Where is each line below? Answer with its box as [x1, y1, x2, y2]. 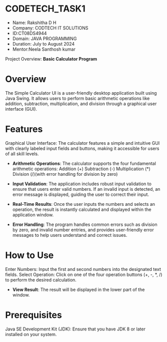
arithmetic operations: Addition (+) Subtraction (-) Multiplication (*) [12, 166, 151, 172]
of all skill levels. [5, 151, 39, 157]
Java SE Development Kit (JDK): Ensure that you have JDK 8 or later [5, 326, 146, 332]
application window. [12, 211, 54, 218]
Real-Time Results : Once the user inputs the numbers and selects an [12, 201, 155, 207]
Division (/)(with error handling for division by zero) [12, 171, 118, 177]
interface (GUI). [5, 106, 37, 112]
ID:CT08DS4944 [12, 30, 47, 36]
